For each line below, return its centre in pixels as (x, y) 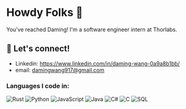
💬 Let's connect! (38, 49)
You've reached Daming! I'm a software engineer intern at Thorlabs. (92, 29)
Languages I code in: (38, 86)
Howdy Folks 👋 (45, 13)
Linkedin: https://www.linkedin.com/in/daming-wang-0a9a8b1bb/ (98, 63)
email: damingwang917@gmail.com (60, 70)
